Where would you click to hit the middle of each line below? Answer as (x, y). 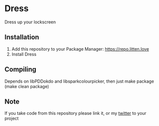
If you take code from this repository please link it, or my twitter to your (75, 113)
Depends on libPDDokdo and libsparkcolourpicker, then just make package (79, 81)
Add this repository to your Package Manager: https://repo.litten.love (80, 49)
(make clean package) (27, 86)
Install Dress (24, 54)
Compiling (21, 69)
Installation (22, 37)
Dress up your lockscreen (30, 22)
